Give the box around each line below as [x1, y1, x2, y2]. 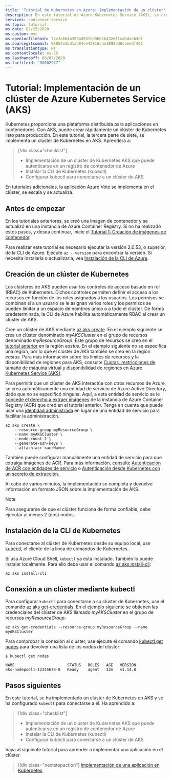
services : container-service [5, 17, 68, 22]
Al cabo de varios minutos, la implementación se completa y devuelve [5, 480, 153, 486]
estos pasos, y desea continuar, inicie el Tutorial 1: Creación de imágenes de [5, 229, 166, 234]
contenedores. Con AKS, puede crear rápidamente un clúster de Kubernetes [5, 126, 166, 133]
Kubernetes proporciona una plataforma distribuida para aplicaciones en [5, 121, 159, 128]
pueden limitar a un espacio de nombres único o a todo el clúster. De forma [5, 305, 164, 312]
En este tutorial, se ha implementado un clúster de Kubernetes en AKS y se [5, 695, 164, 701]
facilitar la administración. [5, 412, 60, 419]
